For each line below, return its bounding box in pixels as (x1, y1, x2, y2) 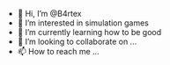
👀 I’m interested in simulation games (17, 18, 150, 28)
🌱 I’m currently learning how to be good (17, 27, 162, 37)
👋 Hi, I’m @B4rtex (17, 9, 82, 18)
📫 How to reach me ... (17, 47, 100, 56)
